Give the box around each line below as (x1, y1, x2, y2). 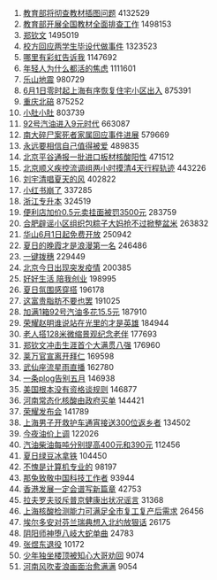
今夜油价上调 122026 (22, 429, 100, 438)
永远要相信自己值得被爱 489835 (22, 141, 139, 151)
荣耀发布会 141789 (22, 406, 89, 416)
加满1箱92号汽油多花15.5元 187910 (22, 306, 147, 317)
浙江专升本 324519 (22, 196, 92, 206)
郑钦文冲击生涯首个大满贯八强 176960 (22, 340, 161, 350)
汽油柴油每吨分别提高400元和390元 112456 (22, 439, 181, 450)
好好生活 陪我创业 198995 (22, 274, 117, 283)
